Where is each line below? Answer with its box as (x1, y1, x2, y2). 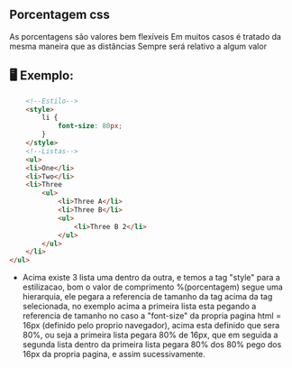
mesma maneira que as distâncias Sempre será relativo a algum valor (9, 41, 268, 51)
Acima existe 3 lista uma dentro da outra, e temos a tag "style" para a (22, 272, 281, 283)
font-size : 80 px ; (57, 122, 123, 131)
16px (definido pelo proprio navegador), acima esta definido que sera (22, 320, 280, 331)
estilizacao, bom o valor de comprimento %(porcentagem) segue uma (22, 281, 284, 292)
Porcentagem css (9, 7, 111, 23)
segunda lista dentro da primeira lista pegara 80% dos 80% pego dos (22, 339, 282, 350)
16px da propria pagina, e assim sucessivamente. (22, 349, 205, 360)
